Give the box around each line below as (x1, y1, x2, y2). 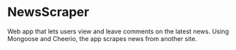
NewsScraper (7, 4, 90, 20)
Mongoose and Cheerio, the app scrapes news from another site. (7, 34, 198, 42)
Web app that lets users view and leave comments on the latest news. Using (7, 27, 230, 35)
